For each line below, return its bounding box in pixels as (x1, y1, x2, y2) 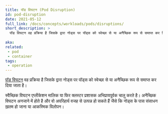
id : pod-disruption (5, 12, 46, 17)
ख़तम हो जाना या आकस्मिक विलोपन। (5, 103, 64, 110)
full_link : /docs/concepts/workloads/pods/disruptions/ (5, 21, 124, 26)
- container (7, 53, 32, 59)
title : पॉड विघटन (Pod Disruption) (5, 7, 75, 12)
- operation (7, 63, 32, 68)
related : (5, 44, 23, 49)
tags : (5, 58, 16, 63)
